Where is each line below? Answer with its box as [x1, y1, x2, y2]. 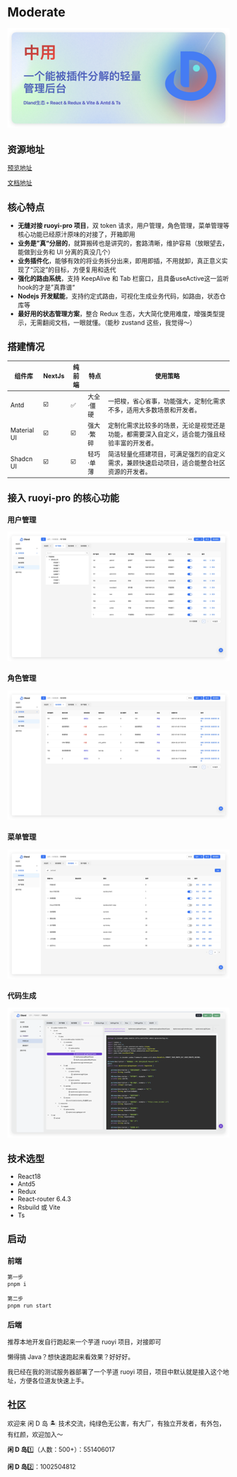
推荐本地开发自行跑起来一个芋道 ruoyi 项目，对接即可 [7, 1337, 162, 1346]
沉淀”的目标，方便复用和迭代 [32, 265, 116, 274]
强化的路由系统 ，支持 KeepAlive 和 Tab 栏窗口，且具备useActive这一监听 [17, 274, 229, 282]
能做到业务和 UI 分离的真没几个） [17, 248, 114, 256]
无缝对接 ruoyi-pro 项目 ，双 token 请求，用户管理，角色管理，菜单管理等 [17, 221, 230, 229]
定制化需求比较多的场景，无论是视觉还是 [108, 421, 226, 429]
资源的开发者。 [108, 467, 152, 476]
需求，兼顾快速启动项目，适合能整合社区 [108, 459, 226, 467]
